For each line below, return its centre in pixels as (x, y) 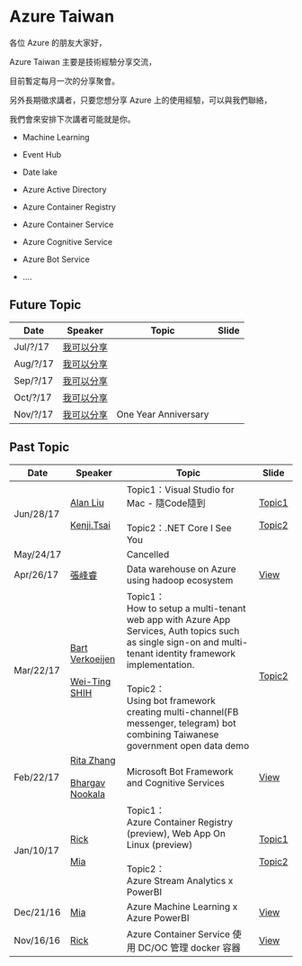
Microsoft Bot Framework (180, 772)
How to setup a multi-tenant (186, 608)
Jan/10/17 (37, 850)
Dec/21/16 (37, 912)
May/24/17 (38, 554)
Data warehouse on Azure (181, 569)
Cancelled (148, 554)
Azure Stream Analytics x (180, 880)
